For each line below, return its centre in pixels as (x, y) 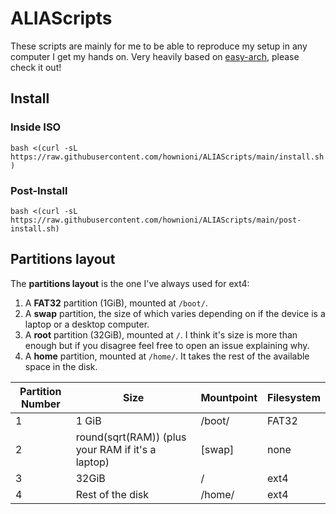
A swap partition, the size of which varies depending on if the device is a (175, 313)
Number (40, 404)
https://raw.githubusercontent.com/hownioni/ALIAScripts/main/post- (156, 220)
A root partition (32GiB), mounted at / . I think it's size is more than (161, 334)
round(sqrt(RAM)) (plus (131, 437)
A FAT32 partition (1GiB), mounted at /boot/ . (116, 303)
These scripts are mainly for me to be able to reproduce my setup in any (159, 46)
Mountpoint (229, 397)
